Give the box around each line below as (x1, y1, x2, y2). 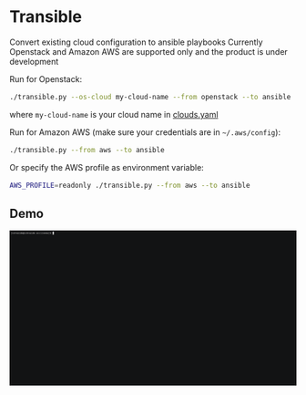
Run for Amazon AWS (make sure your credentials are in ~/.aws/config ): (9, 126, 280, 138)
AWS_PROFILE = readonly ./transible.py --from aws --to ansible (9, 181, 250, 190)
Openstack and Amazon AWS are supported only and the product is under (9, 46, 289, 57)
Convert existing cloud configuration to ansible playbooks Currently (9, 36, 263, 47)
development (9, 56, 59, 67)
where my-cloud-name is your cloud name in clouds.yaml (9, 109, 219, 120)
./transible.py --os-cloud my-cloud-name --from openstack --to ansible (9, 92, 291, 101)
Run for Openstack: (9, 73, 83, 84)
